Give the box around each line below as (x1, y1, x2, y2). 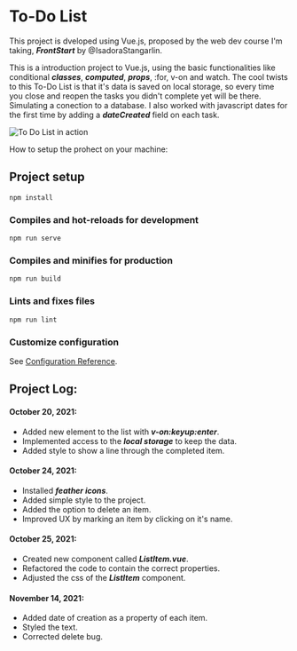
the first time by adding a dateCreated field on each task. (9, 109, 220, 120)
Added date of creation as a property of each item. (21, 613, 208, 623)
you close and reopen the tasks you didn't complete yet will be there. (9, 91, 262, 101)
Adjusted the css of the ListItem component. (21, 572, 186, 583)
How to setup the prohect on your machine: (9, 144, 168, 155)
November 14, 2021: (9, 592, 84, 603)
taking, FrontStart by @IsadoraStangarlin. (9, 44, 162, 55)
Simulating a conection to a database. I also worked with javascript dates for (9, 99, 288, 110)
